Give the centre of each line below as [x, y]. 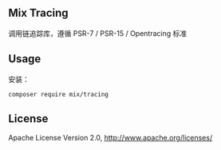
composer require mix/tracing [59, 94]
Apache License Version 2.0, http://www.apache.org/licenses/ [110, 138]
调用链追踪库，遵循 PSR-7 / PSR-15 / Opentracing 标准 [98, 33]
